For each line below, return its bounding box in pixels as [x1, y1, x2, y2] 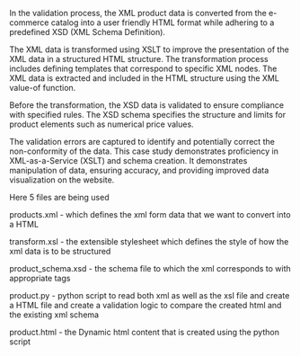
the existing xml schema [9, 309, 100, 320]
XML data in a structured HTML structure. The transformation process [9, 54, 269, 64]
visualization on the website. [9, 174, 115, 185]
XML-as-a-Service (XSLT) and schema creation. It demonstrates [9, 156, 248, 165]
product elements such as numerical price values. [9, 119, 195, 129]
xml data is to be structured [9, 246, 111, 256]
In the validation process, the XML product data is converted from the [9, 8, 267, 18]
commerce [9, 17, 49, 28]
